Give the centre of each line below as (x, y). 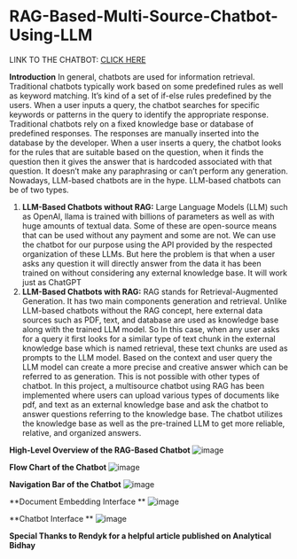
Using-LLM (51, 35)
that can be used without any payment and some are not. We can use (149, 235)
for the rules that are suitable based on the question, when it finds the (137, 151)
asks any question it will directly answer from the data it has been (141, 263)
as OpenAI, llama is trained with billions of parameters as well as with (148, 216)
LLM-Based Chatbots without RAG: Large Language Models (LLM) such (155, 206)
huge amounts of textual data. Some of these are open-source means (149, 225)
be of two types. (39, 190)
